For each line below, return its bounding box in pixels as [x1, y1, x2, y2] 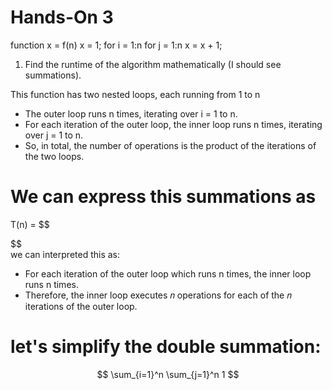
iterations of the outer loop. [24, 300, 138, 312]
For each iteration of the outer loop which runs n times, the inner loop [24, 267, 312, 280]
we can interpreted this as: [10, 248, 121, 260]
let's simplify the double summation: [10, 336, 322, 358]
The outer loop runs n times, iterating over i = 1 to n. [24, 107, 238, 120]
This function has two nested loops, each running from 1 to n [10, 88, 261, 100]
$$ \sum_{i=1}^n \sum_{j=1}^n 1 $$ [96, 368, 240, 380]
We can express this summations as [10, 186, 317, 208]
